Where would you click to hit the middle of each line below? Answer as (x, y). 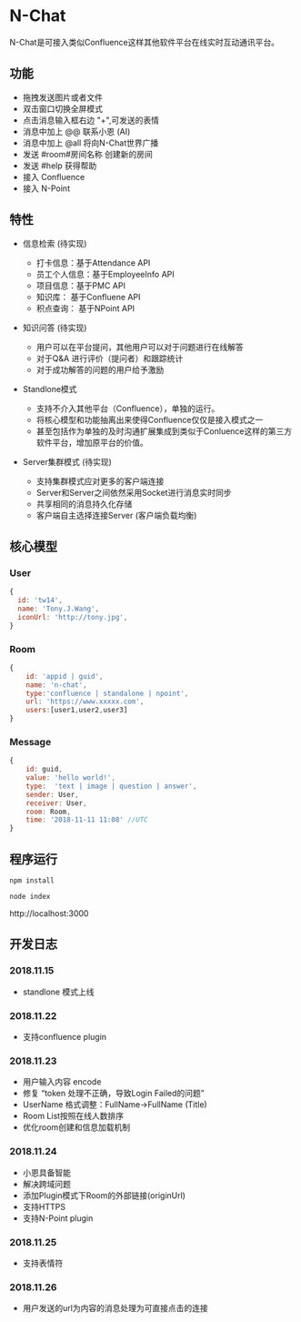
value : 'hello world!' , (71, 778)
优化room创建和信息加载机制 (76, 1127)
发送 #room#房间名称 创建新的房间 (87, 154)
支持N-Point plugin (58, 1218)
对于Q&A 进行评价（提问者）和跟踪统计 (110, 358)
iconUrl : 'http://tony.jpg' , (73, 617)
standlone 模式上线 (58, 992)
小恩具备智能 (46, 1172)
